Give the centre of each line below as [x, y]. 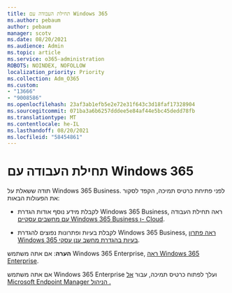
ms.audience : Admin [36, 46]
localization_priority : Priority [56, 72]
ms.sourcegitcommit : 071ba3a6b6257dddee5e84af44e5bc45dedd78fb [101, 111]
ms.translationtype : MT [42, 117]
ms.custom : [23, 85]
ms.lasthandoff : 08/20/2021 [48, 130]
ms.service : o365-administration [56, 59]
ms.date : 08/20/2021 [37, 40]
